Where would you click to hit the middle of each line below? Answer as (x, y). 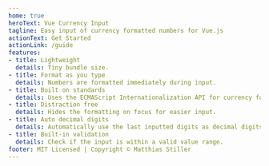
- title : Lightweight (44, 61)
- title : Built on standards (57, 90)
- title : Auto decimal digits (59, 120)
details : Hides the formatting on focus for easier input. (116, 113)
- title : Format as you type (57, 75)
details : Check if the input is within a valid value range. (120, 142)
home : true (26, 16)
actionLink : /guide (41, 45)
